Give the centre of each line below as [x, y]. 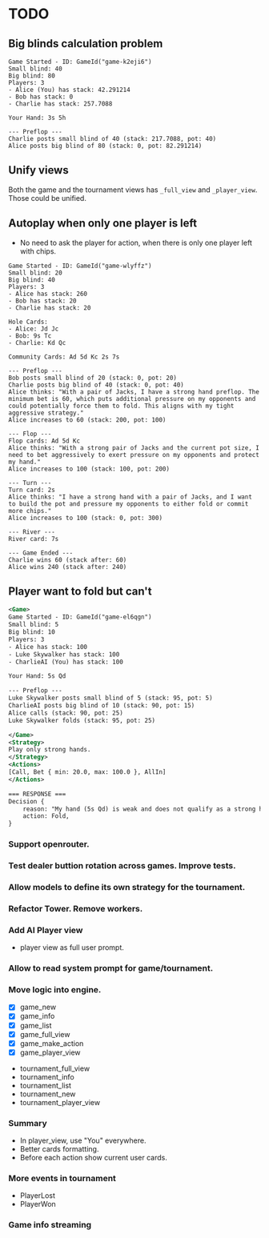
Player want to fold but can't [80, 592]
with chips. [38, 251]
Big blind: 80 [32, 76]
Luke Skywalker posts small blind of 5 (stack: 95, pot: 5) [111, 698]
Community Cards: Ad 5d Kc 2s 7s [64, 357]
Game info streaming [50, 1225]
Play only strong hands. [50, 750]
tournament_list [46, 1085]
